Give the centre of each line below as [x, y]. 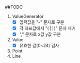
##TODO [14, 7]
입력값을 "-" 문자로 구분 [42, 22]
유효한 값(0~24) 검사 [39, 46]
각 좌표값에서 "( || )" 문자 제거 [48, 28]
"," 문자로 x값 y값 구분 [40, 34]
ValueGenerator [28, 16]
